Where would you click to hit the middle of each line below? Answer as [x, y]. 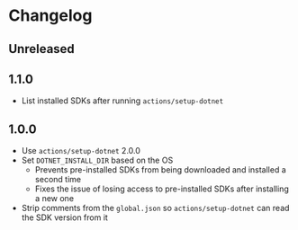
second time [58, 180]
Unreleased [42, 49]
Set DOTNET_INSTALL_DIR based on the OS [97, 160]
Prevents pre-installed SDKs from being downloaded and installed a [161, 170]
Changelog [50, 16]
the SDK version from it [65, 217]
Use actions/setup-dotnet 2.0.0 [81, 151]
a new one [54, 199]
